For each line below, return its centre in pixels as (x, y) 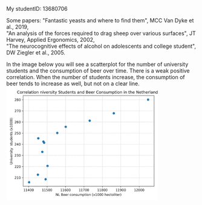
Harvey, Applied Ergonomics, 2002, (50, 40)
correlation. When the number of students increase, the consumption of (96, 77)
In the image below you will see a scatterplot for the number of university (97, 64)
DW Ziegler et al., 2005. (36, 53)
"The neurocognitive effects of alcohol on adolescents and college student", (101, 46)
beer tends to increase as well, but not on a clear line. (73, 83)
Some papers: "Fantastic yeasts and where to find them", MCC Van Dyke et (100, 20)
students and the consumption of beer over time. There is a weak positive (98, 71)
